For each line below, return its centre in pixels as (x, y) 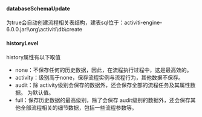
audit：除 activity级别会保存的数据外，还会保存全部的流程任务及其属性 (103, 85)
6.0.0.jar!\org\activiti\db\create (44, 30)
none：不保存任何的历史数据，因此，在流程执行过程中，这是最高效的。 (103, 70)
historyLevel (22, 43)
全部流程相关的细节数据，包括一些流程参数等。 (79, 108)
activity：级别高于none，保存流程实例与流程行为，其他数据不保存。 (99, 78)
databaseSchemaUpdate (38, 8)
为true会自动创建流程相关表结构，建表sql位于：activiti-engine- (84, 23)
